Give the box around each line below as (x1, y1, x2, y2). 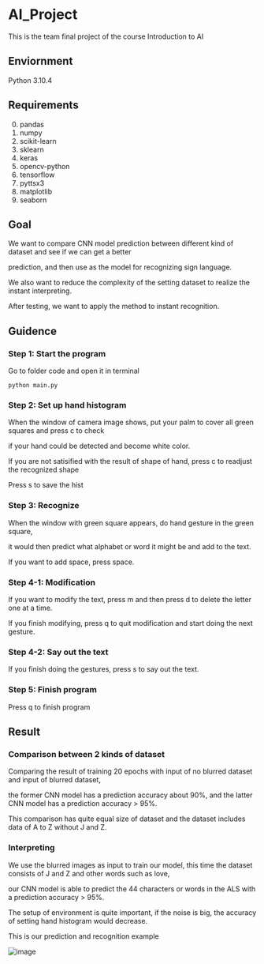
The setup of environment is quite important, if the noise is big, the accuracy (8, 907, 257, 917)
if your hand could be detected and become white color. (8, 441, 191, 451)
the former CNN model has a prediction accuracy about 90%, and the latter (8, 790, 253, 800)
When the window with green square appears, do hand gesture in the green (8, 518, 255, 527)
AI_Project (8, 6, 78, 24)
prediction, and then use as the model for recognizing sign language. (8, 262, 232, 272)
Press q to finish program (8, 702, 91, 712)
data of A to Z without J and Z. (8, 823, 107, 832)
